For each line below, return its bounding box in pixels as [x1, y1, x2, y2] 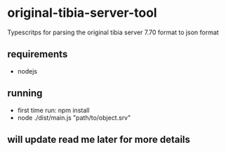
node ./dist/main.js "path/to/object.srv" [17, 113, 131, 122]
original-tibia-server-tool [7, 5, 157, 21]
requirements [7, 48, 68, 60]
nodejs [17, 67, 37, 75]
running [7, 88, 43, 99]
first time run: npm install [17, 106, 90, 114]
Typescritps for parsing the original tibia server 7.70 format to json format [7, 28, 219, 36]
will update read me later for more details [7, 133, 191, 145]
